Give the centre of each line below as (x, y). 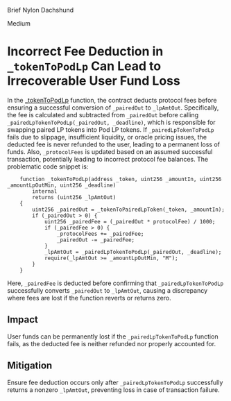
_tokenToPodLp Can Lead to (84, 66)
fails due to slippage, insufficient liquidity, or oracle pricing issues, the (107, 137)
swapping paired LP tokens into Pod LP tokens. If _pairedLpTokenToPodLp (111, 129)
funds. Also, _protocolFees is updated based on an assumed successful (110, 151)
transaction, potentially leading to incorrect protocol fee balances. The (108, 159)
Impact (23, 319)
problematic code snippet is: (48, 167)
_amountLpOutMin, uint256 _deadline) (62, 185)
